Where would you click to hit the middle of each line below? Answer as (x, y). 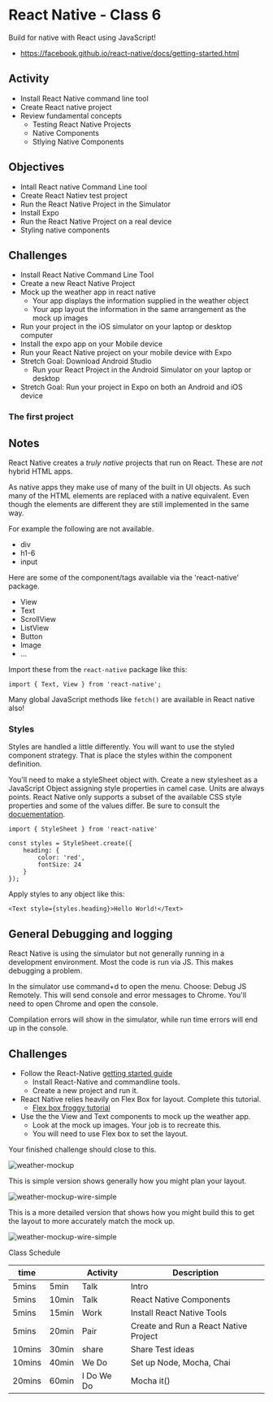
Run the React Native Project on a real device (96, 221)
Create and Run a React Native (189, 1326)
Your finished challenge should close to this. (82, 1150)
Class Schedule (35, 1252)
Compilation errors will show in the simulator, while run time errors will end (133, 1020)
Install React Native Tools (179, 1313)
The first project (41, 417)
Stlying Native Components (78, 141)
